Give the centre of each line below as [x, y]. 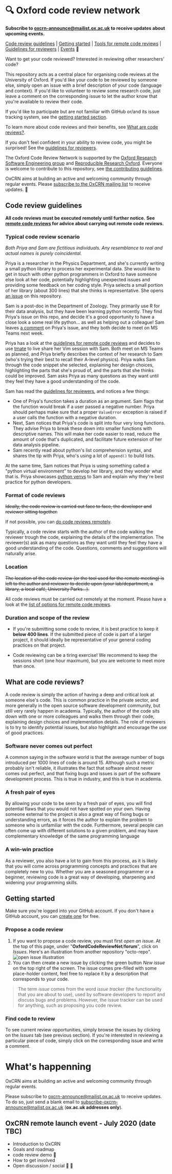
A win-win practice [29, 849]
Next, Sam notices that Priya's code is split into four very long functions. [89, 423]
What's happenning [48, 1067]
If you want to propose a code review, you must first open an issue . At [87, 941]
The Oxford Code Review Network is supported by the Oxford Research [81, 158]
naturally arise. [21, 554]
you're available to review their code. [44, 102]
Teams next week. [25, 333]
